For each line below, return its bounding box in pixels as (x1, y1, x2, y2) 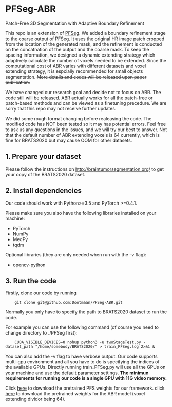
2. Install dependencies (5, 186, 82, 195)
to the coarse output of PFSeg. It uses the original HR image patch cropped (5, 35, 165, 42)
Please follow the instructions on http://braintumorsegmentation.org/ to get (5, 165, 164, 172)
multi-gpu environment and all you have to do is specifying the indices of (5, 359, 160, 365)
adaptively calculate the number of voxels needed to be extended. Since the (5, 57, 167, 63)
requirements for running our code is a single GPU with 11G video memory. (5, 375, 167, 381)
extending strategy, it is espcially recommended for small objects (5, 68, 143, 75)
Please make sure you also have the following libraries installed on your (5, 210, 157, 216)
